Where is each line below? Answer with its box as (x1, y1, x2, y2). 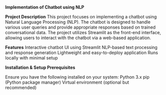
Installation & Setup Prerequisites (5, 64, 75, 70)
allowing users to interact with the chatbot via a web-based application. (5, 35, 151, 41)
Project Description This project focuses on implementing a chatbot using (5, 14, 157, 19)
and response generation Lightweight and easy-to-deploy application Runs (5, 49, 159, 55)
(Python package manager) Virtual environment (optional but (5, 79, 129, 85)
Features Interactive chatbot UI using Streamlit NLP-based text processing (5, 45, 158, 50)
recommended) (5, 85, 37, 91)
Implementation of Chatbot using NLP (5, 4, 84, 10)
